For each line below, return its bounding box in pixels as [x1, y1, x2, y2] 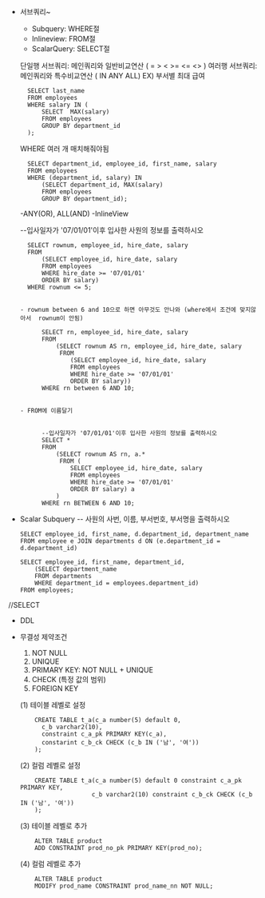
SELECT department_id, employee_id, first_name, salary [27, 160, 217, 168]
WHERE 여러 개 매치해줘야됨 [19, 144, 109, 154]
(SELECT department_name [34, 565, 117, 573]
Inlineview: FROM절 [31, 34, 96, 43]
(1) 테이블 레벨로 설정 [19, 700, 86, 709]
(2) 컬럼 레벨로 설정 [19, 760, 81, 770]
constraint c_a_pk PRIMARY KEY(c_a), [41, 730, 168, 738]
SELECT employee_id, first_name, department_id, [19, 558, 185, 566]
